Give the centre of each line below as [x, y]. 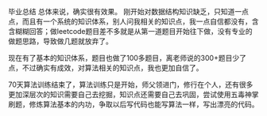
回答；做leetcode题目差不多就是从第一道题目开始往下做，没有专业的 [141, 31]
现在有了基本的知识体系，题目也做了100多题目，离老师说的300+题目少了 [127, 58]
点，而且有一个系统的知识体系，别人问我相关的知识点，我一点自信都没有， [130, 21]
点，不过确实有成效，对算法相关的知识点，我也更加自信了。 [106, 68]
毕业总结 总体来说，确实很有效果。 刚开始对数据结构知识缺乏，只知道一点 [128, 11]
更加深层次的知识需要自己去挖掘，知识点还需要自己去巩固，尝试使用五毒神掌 [133, 94]
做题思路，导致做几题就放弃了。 [60, 41]
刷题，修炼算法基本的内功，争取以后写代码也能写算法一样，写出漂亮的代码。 [133, 104]
